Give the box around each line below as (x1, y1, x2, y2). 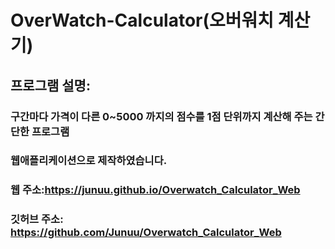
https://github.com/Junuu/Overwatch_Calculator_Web (10, 226, 282, 240)
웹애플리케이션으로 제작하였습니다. (10, 154, 168, 168)
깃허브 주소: (10, 212, 64, 226)
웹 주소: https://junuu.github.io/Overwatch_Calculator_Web (10, 183, 301, 197)
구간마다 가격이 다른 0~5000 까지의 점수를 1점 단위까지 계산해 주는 (10, 109, 313, 123)
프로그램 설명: (10, 77, 91, 94)
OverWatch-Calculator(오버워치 (10, 9, 275, 32)
